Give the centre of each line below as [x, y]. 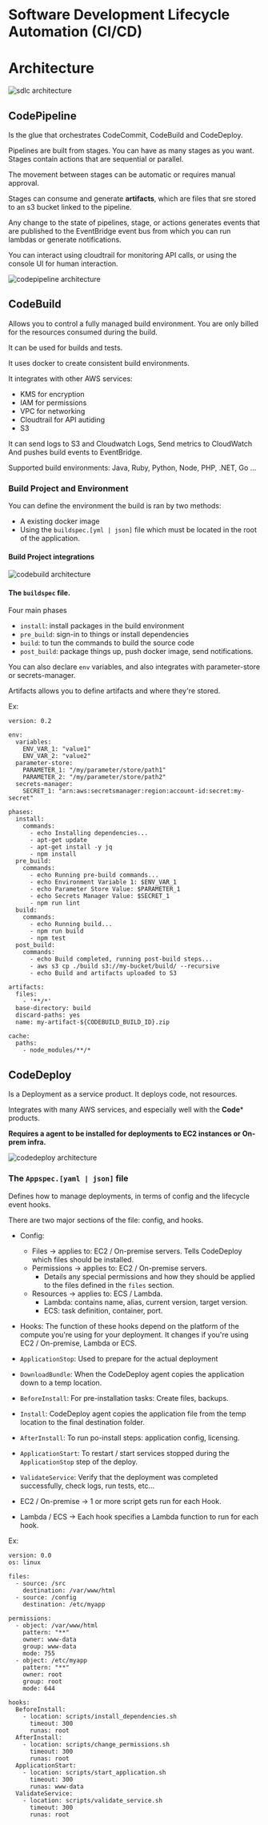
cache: [19, 1037]
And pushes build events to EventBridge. [75, 452]
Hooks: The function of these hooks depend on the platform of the [130, 1326]
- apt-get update [58, 840]
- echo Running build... [71, 925]
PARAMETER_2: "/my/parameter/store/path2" [94, 777]
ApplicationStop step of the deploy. [79, 1462]
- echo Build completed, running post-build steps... [121, 959]
